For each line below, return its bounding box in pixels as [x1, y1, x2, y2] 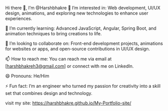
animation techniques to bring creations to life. [5, 31, 102, 36]
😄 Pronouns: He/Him [5, 73, 49, 79]
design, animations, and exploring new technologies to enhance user [5, 10, 149, 16]
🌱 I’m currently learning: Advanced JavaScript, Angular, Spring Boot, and [5, 25, 156, 31]
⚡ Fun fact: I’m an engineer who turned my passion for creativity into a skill [5, 83, 160, 89]
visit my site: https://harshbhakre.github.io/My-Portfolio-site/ [5, 100, 132, 106]
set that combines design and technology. [5, 90, 92, 96]
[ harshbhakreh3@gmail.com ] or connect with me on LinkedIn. [5, 63, 134, 69]
